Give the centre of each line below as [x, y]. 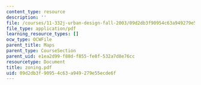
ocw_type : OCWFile [29, 40]
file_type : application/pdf [41, 28]
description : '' [26, 17]
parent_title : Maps [31, 45]
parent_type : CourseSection [41, 51]
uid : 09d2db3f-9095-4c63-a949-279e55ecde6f [61, 73]
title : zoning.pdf [29, 67]
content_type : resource [36, 12]
